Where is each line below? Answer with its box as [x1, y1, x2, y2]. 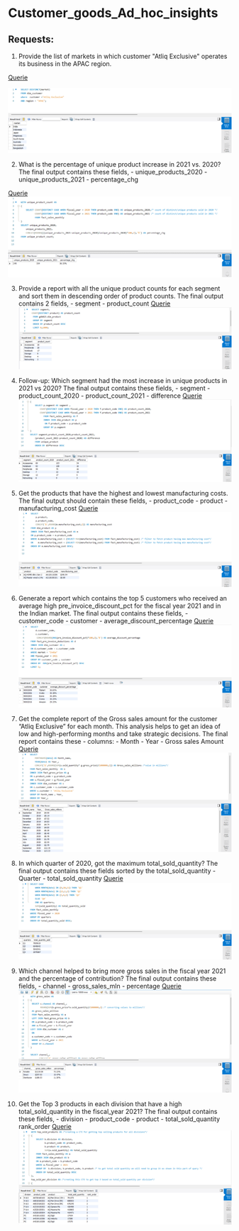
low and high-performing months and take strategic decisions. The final [18, 730, 228, 738]
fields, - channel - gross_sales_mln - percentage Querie [18, 981, 182, 990]
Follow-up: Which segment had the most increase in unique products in [18, 376, 228, 384]
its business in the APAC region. [18, 60, 112, 68]
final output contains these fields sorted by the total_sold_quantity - [18, 867, 216, 875]
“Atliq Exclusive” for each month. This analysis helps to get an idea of [18, 722, 221, 731]
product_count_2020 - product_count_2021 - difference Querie [18, 391, 203, 400]
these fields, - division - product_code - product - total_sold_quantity [18, 1115, 221, 1123]
